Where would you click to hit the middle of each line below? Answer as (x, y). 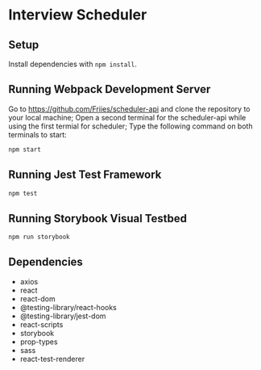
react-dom (37, 299)
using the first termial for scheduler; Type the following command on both (130, 126)
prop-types (39, 342)
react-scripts (41, 324)
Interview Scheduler (78, 15)
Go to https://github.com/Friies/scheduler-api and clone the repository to (129, 109)
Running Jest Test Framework (85, 175)
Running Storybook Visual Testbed (98, 219)
